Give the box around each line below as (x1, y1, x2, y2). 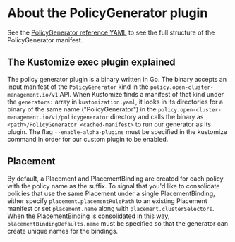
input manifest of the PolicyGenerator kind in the (7, 83, 149, 91)
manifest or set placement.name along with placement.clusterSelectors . (7, 204, 215, 212)
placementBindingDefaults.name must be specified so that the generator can (7, 219, 228, 227)
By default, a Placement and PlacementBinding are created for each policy (7, 174, 224, 183)
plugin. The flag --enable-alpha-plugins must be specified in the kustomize (7, 127, 228, 135)
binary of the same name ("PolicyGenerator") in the (7, 104, 157, 114)
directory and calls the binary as (110, 112, 204, 121)
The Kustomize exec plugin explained (7, 56, 176, 68)
